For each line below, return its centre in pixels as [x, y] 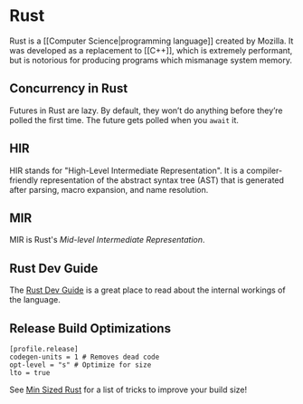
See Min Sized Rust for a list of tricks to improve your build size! [128, 390]
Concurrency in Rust [69, 88]
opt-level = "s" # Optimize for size [80, 365]
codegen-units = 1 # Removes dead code [85, 357]
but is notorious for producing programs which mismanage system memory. [151, 60]
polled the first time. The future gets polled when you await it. [124, 120]
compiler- [265, 170]
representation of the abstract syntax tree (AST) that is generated [162, 180]
